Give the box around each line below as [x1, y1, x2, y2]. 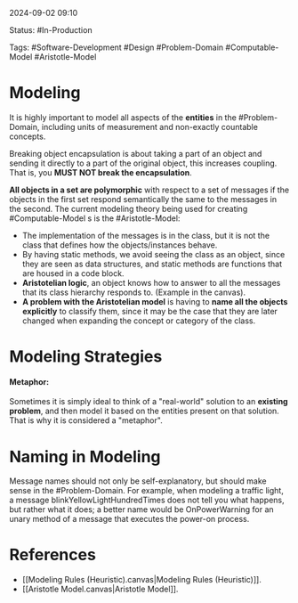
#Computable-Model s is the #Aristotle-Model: [9, 213, 181, 224]
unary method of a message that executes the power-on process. [9, 514, 250, 525]
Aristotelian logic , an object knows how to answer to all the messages [21, 277, 281, 288]
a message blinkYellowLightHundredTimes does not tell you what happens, [9, 494, 285, 506]
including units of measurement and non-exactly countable [41, 121, 258, 132]
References [9, 545, 96, 565]
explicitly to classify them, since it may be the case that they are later [21, 306, 278, 316]
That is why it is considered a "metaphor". [9, 415, 163, 426]
